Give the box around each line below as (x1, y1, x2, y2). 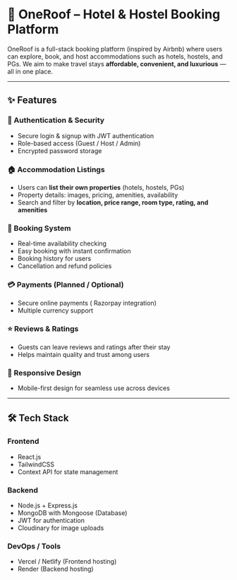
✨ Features (7, 95, 57, 107)
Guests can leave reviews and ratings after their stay (17, 342, 171, 351)
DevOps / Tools (7, 541, 61, 551)
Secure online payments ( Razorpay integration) (17, 298, 157, 307)
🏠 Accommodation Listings (7, 164, 105, 174)
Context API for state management (17, 467, 119, 476)
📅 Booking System (7, 223, 72, 233)
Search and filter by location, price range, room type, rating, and (17, 198, 209, 207)
